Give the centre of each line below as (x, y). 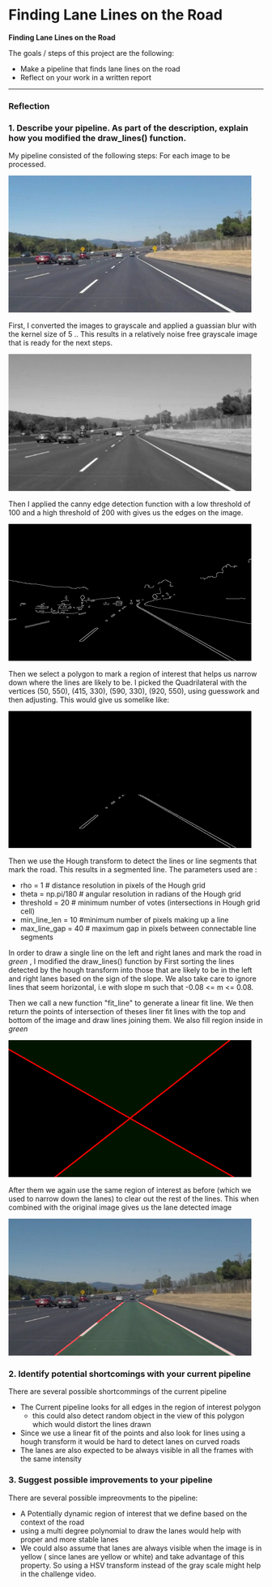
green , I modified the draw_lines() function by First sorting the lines (121, 961)
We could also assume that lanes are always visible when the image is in (141, 1548)
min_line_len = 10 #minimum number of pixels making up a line (124, 920)
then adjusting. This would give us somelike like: (89, 700)
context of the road (52, 1522)
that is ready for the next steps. (61, 343)
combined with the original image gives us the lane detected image (120, 1207)
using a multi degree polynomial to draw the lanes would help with (130, 1530)
